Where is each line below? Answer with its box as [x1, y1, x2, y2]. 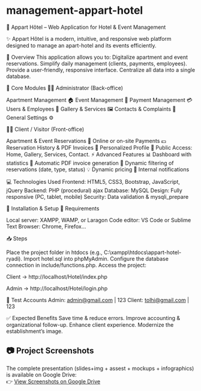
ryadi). [6, 255, 23, 262]
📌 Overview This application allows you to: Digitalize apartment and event [6, 53, 188, 61]
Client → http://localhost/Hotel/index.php [6, 273, 108, 280]
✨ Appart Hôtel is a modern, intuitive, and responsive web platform [6, 35, 172, 42]
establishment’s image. [6, 327, 63, 335]
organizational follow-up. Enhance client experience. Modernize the [6, 321, 174, 328]
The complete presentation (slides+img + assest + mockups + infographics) [6, 365, 194, 372]
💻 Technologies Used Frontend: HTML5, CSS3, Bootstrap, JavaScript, [6, 178, 180, 185]
